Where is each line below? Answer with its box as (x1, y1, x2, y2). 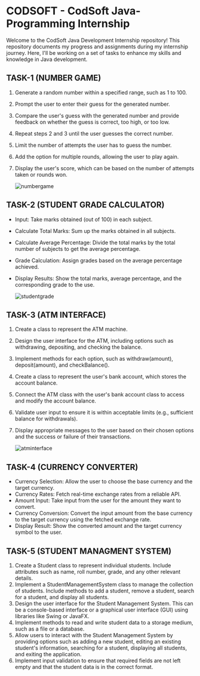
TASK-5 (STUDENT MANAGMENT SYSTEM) (6, 546, 172, 556)
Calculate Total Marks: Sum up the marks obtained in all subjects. (14, 227, 176, 234)
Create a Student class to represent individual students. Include (14, 562, 171, 569)
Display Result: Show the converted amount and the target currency (14, 523, 182, 530)
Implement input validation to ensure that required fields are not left (14, 657, 181, 664)
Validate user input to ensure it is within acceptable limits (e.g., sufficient (14, 409, 193, 416)
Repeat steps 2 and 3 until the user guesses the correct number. (14, 130, 174, 137)
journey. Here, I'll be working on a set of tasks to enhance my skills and (6, 49, 181, 56)
